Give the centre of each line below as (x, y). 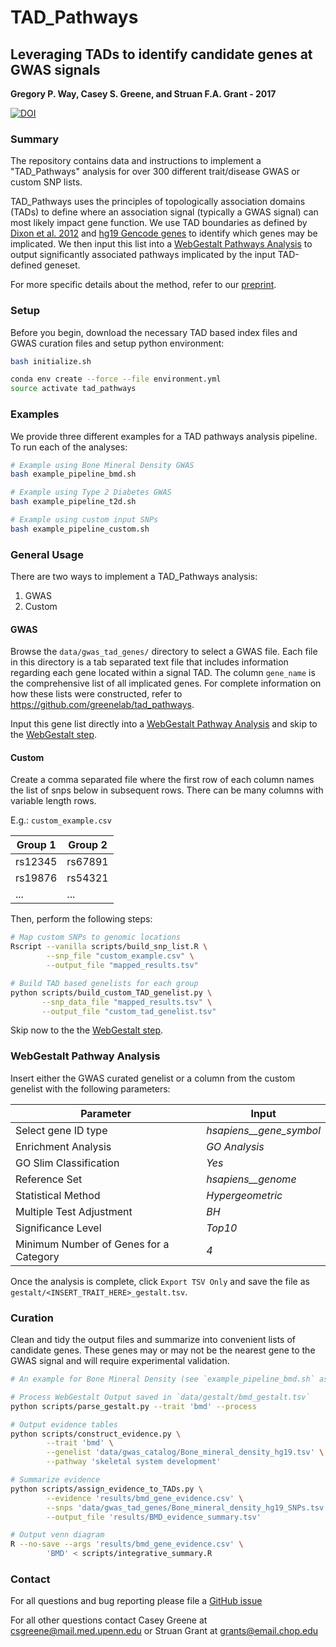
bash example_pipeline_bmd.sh (73, 474)
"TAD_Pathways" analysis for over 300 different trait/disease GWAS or (155, 172)
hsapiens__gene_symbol (263, 1130)
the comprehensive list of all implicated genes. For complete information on (166, 683)
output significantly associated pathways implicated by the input (143, 255)
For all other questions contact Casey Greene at (109, 1620)
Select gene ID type (61, 1130)
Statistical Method (58, 1195)
